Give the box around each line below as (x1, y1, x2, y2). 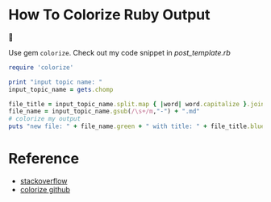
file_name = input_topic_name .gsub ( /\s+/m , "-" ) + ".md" (8, 107, 200, 116)
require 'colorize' (8, 63, 74, 72)
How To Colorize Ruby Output (8, 6, 211, 24)
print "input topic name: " (8, 78, 103, 86)
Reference (8, 150, 79, 168)
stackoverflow (19, 176, 68, 186)
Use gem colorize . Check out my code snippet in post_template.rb (8, 47, 231, 57)
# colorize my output (8, 115, 81, 123)
